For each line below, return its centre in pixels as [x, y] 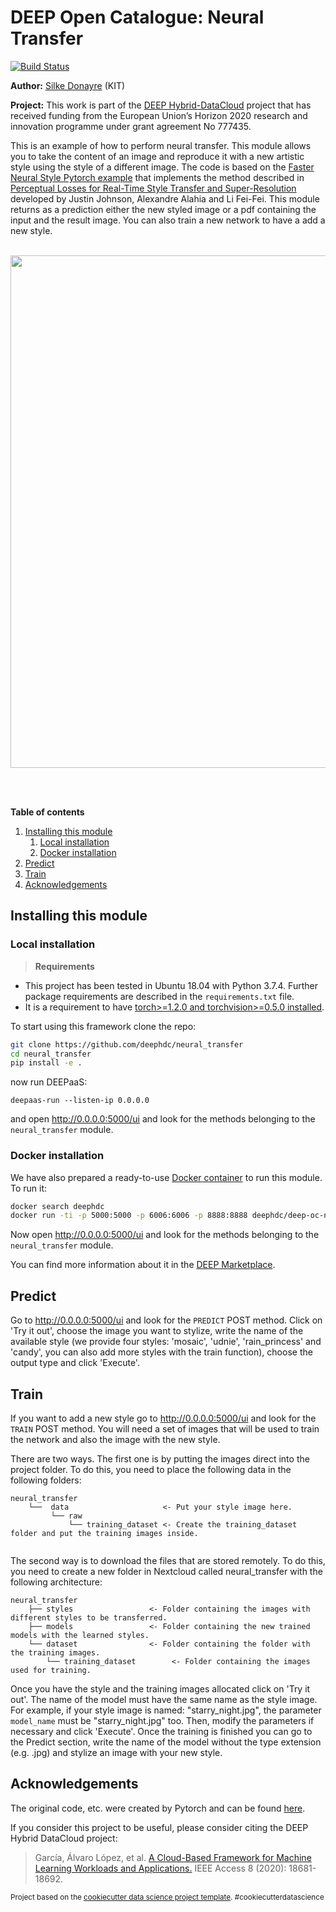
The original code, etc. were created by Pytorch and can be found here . [158, 1808]
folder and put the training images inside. [104, 1533]
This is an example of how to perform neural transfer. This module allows [161, 145]
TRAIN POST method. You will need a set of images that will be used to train [165, 1428]
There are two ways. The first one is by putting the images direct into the [160, 1458]
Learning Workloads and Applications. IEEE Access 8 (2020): [160, 1868]
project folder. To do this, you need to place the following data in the [151, 1469]
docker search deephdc [57, 1206]
